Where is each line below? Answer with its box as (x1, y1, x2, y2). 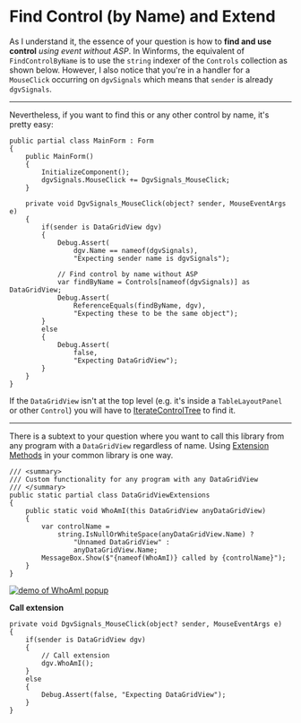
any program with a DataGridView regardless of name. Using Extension (9, 440, 270, 450)
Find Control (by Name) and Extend (9, 6, 276, 27)
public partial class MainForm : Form (9, 136, 154, 145)
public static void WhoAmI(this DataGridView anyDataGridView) (25, 506, 267, 515)
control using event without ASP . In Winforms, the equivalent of (9, 45, 245, 56)
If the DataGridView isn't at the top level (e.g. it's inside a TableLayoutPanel (9, 395, 283, 405)
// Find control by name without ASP (56, 269, 199, 279)
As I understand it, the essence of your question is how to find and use (9, 36, 271, 47)
